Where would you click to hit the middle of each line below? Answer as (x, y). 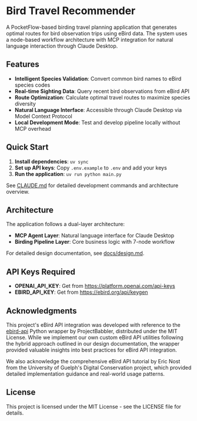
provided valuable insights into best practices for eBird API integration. (92, 350)
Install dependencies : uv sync (51, 161)
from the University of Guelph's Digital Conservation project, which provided (99, 367)
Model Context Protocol (43, 116)
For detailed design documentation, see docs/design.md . (75, 253)
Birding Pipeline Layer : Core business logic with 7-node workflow (95, 242)
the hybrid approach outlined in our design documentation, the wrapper (93, 344)
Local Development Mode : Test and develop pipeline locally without (97, 122)
